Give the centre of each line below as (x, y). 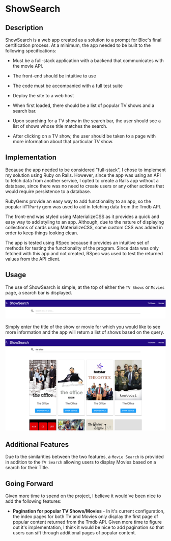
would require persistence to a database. (48, 191)
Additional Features (37, 444)
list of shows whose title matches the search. (60, 126)
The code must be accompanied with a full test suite (68, 86)
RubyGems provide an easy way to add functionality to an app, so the (78, 201)
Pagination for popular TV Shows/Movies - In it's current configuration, (89, 511)
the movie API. (28, 66)
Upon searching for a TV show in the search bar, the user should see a (87, 121)
